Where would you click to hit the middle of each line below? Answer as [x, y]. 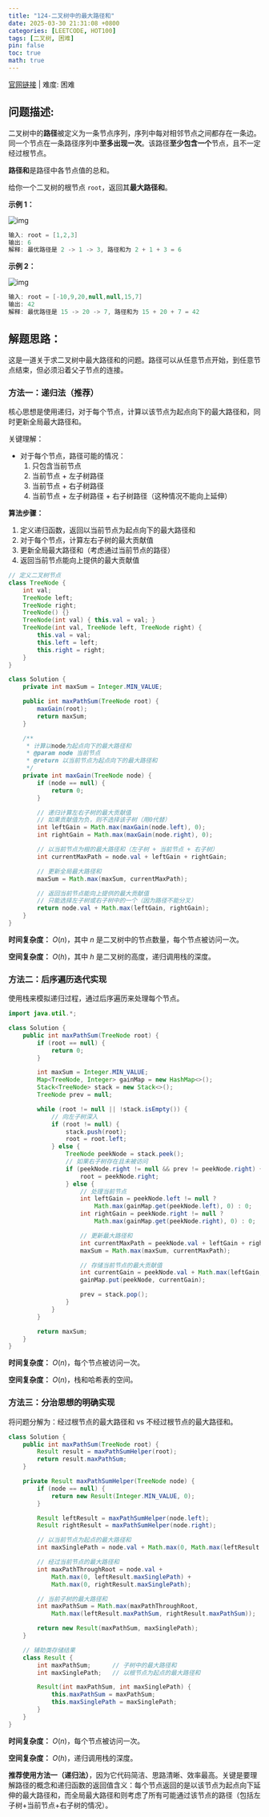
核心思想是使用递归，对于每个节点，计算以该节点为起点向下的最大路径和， [131, 412]
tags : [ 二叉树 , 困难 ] [41, 38]
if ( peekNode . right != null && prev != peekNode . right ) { [164, 1169]
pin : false [26, 46]
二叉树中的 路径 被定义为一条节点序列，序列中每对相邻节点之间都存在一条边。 [134, 132]
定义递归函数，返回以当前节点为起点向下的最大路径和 [108, 530]
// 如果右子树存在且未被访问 [106, 1162]
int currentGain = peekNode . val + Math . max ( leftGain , [171, 1273]
